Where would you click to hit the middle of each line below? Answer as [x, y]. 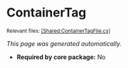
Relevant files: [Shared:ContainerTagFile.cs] [58, 31]
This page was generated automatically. [64, 43]
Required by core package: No [61, 57]
